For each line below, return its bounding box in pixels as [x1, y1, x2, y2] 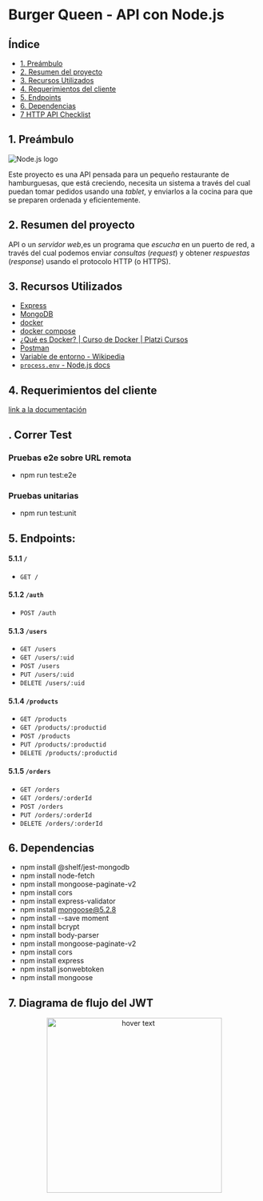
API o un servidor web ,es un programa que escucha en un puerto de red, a [8, 239, 256, 249]
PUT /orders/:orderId [19, 811, 92, 819]
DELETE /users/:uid [19, 679, 86, 687]
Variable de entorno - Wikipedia [19, 352, 126, 362]
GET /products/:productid [19, 724, 106, 732]
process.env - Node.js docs [19, 360, 110, 370]
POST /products [19, 732, 71, 741]
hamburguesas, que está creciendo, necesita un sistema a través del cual [8, 178, 250, 187]
